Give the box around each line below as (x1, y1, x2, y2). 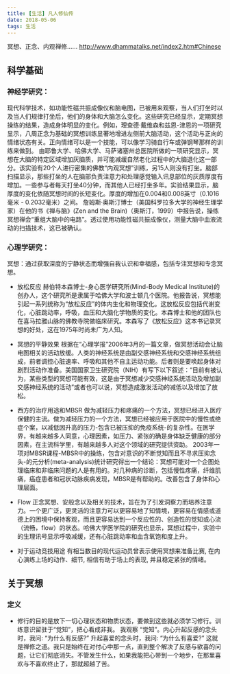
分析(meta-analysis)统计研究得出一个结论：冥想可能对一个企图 (38, 458, 214, 466)
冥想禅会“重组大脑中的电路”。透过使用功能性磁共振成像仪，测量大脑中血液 (7, 216, 217, 224)
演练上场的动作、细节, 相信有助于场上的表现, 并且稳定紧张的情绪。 (23, 555, 210, 563)
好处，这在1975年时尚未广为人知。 (29, 325, 127, 334)
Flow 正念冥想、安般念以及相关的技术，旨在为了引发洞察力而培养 (16, 498, 201, 507)
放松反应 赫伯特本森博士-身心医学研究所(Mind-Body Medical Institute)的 (16, 283, 220, 291)
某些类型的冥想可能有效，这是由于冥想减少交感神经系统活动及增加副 (29, 375, 221, 383)
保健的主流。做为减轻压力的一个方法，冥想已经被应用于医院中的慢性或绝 (16, 415, 221, 423)
